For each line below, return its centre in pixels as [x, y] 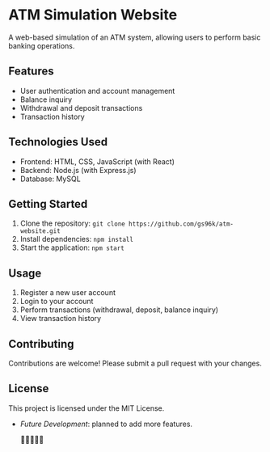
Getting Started [48, 204]
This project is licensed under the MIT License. [86, 408]
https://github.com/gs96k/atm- [181, 224]
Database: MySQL [50, 179]
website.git [40, 231]
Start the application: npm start [72, 247]
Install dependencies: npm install [76, 239]
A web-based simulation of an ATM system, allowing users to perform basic [135, 37]
